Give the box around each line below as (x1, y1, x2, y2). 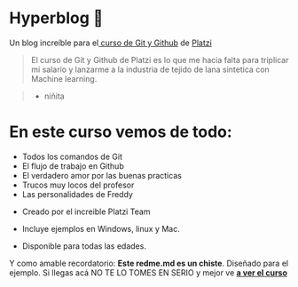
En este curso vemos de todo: (9, 122, 232, 142)
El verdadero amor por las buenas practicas (21, 170, 182, 180)
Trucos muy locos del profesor (21, 179, 135, 190)
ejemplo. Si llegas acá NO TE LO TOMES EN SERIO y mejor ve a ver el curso (9, 267, 288, 278)
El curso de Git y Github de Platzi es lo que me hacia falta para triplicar (30, 54, 289, 65)
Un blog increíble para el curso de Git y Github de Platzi (9, 37, 213, 48)
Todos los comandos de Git (21, 151, 122, 162)
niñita (43, 91, 65, 101)
